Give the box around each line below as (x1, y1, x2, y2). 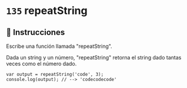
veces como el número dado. (6, 60, 77, 67)
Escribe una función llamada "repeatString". (6, 43, 113, 50)
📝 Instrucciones (6, 27, 65, 37)
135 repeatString (6, 4, 88, 17)
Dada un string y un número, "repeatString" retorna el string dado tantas (6, 54, 182, 61)
